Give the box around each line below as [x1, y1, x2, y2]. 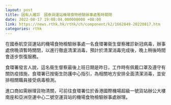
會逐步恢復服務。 [5, 54, 41, 60]
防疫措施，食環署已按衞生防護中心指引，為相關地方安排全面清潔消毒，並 [9, 71, 161, 77]
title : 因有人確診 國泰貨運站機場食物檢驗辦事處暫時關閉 [5, 12, 112, 17]
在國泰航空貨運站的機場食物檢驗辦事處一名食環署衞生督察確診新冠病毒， [5, 41, 157, 47]
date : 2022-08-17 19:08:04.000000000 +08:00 [5, 17, 101, 22]
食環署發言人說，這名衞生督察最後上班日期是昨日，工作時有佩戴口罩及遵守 [5, 64, 161, 71]
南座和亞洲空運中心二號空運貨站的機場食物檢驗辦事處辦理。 [5, 94, 130, 100]
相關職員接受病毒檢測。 [9, 77, 59, 83]
